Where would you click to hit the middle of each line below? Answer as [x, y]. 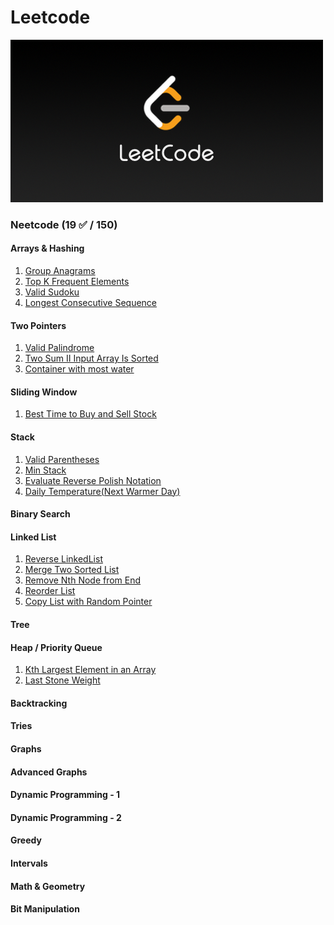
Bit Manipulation [45, 909]
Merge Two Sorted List [72, 570]
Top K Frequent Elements [77, 282]
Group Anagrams [60, 271]
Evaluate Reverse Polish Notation [93, 480]
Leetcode [50, 17]
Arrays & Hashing [47, 248]
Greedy [26, 840]
